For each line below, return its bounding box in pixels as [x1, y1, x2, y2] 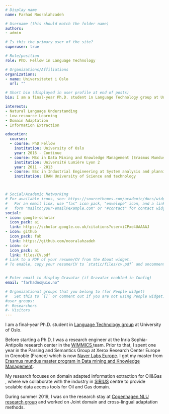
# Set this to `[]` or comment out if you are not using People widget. [5, 294, 165, 299]
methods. [5, 404, 25, 410]
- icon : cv [5, 243, 28, 248]
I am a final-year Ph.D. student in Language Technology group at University [5, 321, 161, 327]
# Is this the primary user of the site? [5, 40, 94, 45]
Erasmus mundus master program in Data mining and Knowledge [5, 358, 140, 364]
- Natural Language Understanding [5, 109, 78, 114]
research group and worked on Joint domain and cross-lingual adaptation [5, 399, 158, 405]
